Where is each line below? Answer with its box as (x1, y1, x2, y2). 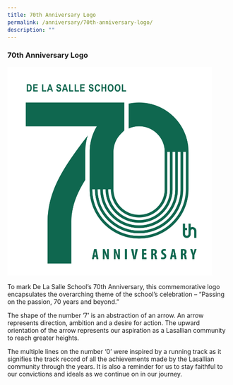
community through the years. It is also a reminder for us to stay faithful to (7, 362, 224, 370)
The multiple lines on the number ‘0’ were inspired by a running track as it (7, 347, 222, 355)
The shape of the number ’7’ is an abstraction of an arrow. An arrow (7, 311, 204, 319)
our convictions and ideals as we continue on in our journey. (7, 369, 182, 378)
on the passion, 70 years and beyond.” (7, 297, 120, 306)
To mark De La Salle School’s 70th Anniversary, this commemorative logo (7, 282, 220, 291)
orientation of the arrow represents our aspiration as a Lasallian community (7, 326, 226, 334)
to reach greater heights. (7, 334, 80, 342)
